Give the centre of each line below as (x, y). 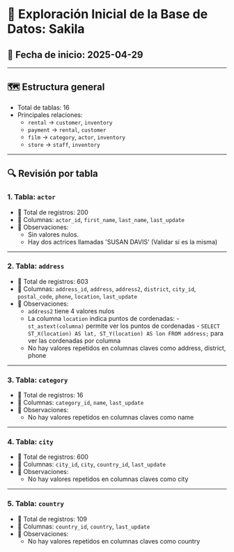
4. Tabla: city (30, 442)
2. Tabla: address (36, 266)
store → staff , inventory (64, 144)
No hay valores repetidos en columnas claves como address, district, (127, 348)
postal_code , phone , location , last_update (77, 296)
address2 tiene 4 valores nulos (71, 311)
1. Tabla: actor (31, 197)
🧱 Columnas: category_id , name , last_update (80, 402)
